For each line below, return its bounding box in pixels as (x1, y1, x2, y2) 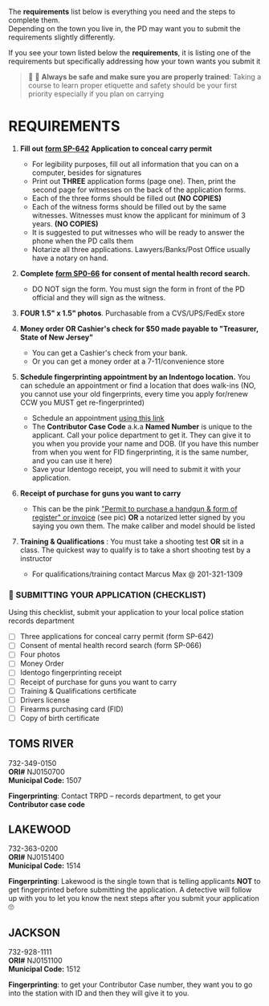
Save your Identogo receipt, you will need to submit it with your (31, 464, 241, 474)
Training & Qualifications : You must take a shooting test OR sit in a (19, 536, 244, 546)
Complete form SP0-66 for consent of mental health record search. (19, 268, 251, 278)
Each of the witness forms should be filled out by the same (31, 202, 227, 211)
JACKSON (8, 926, 61, 939)
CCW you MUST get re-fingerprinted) (19, 397, 145, 407)
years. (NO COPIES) (31, 218, 99, 228)
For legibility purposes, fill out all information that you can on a (31, 159, 239, 169)
